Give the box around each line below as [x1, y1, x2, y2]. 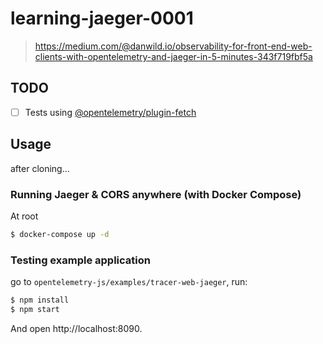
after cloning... [10, 162, 70, 174]
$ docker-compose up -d [10, 229, 110, 239]
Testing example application [10, 253, 151, 267]
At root [10, 210, 39, 222]
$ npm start [10, 304, 60, 314]
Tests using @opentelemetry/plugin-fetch [24, 106, 197, 118]
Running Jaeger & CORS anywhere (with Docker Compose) [10, 187, 302, 201]
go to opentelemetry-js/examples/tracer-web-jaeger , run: [10, 276, 248, 288]
